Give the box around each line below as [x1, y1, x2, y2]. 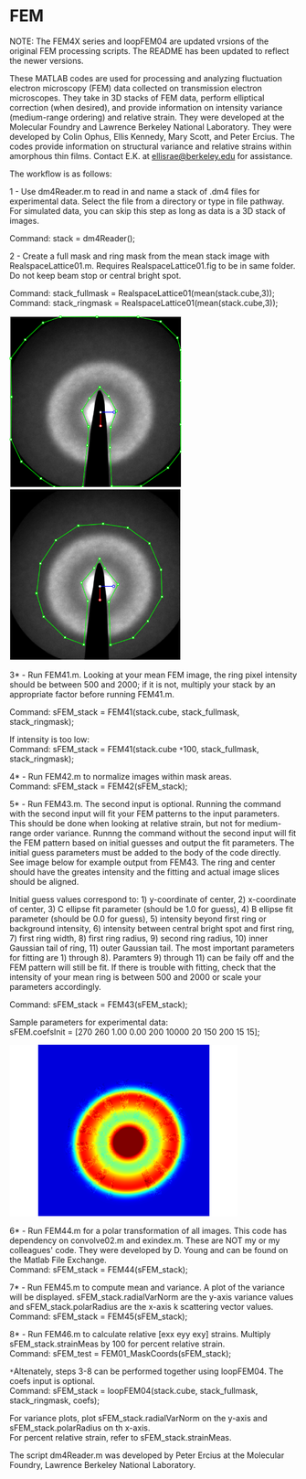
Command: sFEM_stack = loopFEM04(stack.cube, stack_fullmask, [9, 1385, 259, 1396]
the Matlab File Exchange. [9, 1254, 107, 1265]
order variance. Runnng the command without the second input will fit [33, 827, 297, 838]
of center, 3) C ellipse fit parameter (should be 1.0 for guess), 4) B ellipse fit [9, 903, 294, 914]
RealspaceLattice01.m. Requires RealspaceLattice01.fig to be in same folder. [9, 260, 296, 271]
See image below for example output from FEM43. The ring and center [9, 857, 276, 867]
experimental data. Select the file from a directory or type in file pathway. [9, 196, 285, 207]
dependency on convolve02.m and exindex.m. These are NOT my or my [9, 1235, 280, 1246]
